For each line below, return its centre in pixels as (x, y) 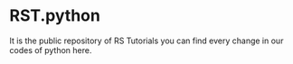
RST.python (55, 16)
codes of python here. (51, 50)
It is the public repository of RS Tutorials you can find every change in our (146, 41)
